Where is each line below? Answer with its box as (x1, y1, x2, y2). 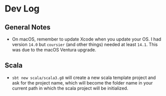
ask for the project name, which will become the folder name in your (12, 79, 153, 85)
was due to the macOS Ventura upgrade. (12, 47, 96, 52)
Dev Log (5, 3, 40, 14)
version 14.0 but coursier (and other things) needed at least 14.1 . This (12, 41, 158, 47)
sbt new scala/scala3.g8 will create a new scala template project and (12, 74, 156, 80)
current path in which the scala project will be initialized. (12, 85, 128, 91)
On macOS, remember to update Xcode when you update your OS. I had (12, 36, 161, 42)
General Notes (5, 23, 51, 31)
